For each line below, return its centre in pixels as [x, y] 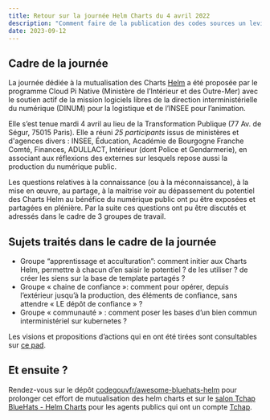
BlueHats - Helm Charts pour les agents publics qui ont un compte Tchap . [131, 406]
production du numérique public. [63, 167]
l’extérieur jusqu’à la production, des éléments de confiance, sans [129, 295]
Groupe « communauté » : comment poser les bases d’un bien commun [138, 312]
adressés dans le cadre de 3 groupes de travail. [87, 216]
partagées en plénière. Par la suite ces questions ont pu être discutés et [127, 208]
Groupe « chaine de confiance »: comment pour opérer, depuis [124, 287]
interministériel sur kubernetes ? [73, 321]
